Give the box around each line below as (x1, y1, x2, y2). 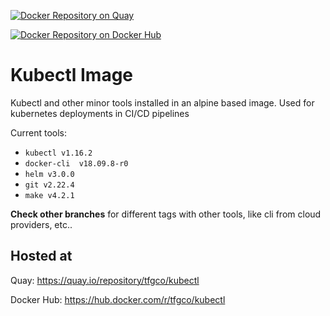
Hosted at (10, 248, 73, 265)
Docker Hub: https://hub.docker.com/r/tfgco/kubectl (10, 293, 226, 305)
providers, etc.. (10, 218, 73, 230)
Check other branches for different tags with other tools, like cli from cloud (10, 208, 322, 220)
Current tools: (10, 126, 68, 139)
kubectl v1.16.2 (24, 148, 93, 158)
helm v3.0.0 (24, 169, 75, 179)
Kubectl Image (10, 64, 134, 87)
